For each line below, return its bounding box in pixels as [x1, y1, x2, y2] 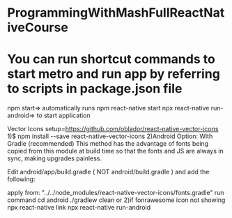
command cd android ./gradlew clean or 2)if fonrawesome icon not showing [7, 196, 226, 204]
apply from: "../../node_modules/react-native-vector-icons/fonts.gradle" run [7, 189, 224, 197]
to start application [36, 111, 91, 119]
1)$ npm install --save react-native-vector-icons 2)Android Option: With [7, 132, 213, 140]
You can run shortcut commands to [7, 51, 216, 67]
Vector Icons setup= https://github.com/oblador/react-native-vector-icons [7, 125, 219, 133]
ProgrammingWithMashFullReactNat [7, 5, 225, 21]
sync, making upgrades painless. [7, 154, 102, 162]
